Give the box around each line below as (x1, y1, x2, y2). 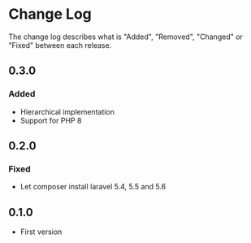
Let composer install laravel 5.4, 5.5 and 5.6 (19, 182, 167, 192)
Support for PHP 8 (19, 115, 82, 125)
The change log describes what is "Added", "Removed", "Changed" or (8, 32, 244, 41)
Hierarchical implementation (19, 106, 115, 116)
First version (19, 227, 63, 236)
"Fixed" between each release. (8, 40, 112, 50)
